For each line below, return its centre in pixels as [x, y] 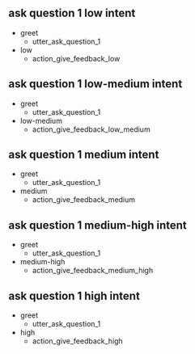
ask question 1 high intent [74, 295]
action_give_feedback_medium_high [93, 271]
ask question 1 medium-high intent [98, 225]
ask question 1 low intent [72, 13]
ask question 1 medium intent [84, 155]
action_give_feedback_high [77, 341]
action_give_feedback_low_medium [91, 129]
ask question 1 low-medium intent [95, 84]
